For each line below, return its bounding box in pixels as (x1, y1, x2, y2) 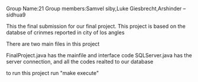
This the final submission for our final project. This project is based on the (6, 23, 186, 29)
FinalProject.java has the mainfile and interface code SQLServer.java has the (6, 52, 192, 58)
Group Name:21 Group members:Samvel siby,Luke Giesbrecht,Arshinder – (6, 5, 186, 12)
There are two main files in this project (6, 41, 100, 47)
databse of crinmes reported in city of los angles (6, 29, 125, 36)
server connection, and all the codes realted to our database (6, 58, 154, 65)
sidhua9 (6, 11, 26, 18)
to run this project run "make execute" (6, 70, 99, 76)
